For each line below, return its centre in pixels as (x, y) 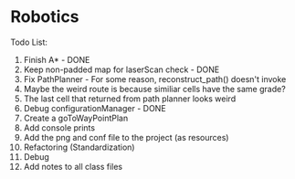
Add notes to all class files (73, 166)
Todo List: (29, 42)
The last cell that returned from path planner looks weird (130, 99)
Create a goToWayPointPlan (76, 118)
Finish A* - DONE (57, 59)
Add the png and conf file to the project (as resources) (126, 137)
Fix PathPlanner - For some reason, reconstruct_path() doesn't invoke (155, 79)
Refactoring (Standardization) (79, 147)
